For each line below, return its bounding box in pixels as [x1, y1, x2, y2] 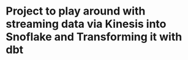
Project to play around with [6, 4, 146, 18]
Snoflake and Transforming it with [6, 30, 182, 44]
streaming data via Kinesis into [6, 17, 167, 31]
